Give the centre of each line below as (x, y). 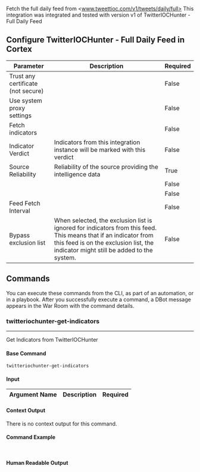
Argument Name (33, 395)
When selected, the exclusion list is (103, 220)
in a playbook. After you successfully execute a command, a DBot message (99, 299)
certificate (24, 83)
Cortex (19, 49)
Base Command (26, 353)
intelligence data (77, 174)
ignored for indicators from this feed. (105, 227)
